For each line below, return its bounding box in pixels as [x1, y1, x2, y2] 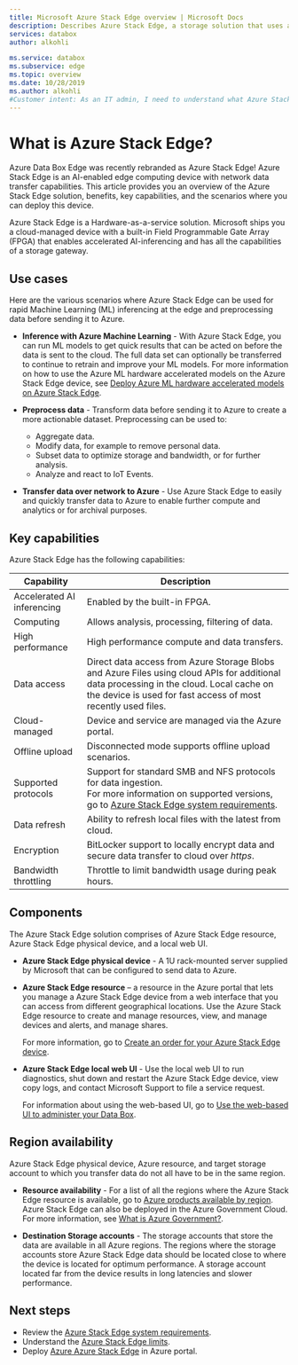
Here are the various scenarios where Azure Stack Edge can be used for [9, 294, 274, 306]
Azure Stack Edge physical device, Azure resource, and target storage [9, 1158, 266, 1169]
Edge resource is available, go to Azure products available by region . [21, 1194, 273, 1204]
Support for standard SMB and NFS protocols [87, 765, 276, 778]
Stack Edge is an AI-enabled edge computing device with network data [9, 172, 270, 183]
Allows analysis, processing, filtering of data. [87, 616, 273, 628]
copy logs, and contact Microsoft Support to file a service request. [21, 1082, 265, 1093]
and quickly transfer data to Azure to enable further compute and [21, 496, 261, 506]
